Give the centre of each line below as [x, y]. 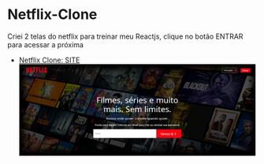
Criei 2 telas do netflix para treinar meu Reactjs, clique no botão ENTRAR [125, 36]
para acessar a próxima [46, 44]
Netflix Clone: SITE [49, 60]
